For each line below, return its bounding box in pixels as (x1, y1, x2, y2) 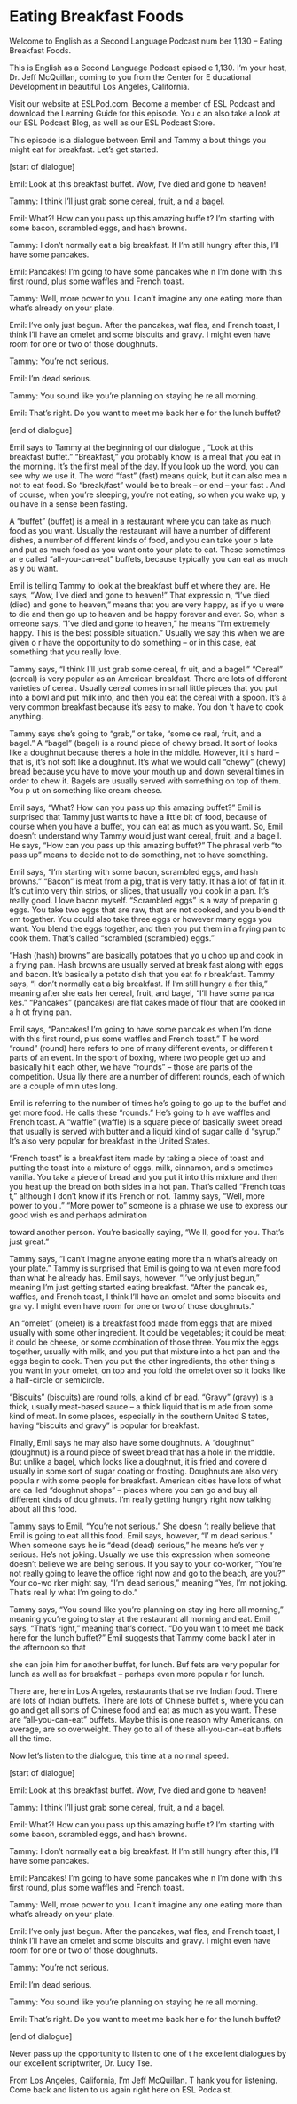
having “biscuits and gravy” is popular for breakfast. (9, 1420, 199, 1431)
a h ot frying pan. (9, 1007, 73, 1017)
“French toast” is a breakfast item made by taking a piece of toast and (9, 1152, 264, 1163)
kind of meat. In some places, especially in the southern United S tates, (9, 1410, 269, 1421)
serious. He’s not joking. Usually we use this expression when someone (9, 1549, 270, 1560)
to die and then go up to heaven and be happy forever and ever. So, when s (9, 608, 285, 619)
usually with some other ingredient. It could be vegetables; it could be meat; (9, 1327, 287, 1337)
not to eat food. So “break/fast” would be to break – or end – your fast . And (9, 479, 285, 490)
